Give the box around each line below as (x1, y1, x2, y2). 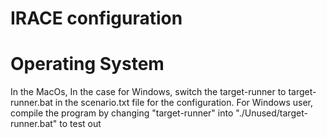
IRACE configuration (10, 7, 183, 30)
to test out (59, 118, 102, 130)
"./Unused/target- (235, 107, 308, 119)
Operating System (10, 53, 165, 76)
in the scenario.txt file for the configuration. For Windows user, (54, 97, 314, 109)
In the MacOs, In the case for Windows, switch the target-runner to (10, 86, 287, 98)
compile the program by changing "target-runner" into (10, 107, 234, 119)
